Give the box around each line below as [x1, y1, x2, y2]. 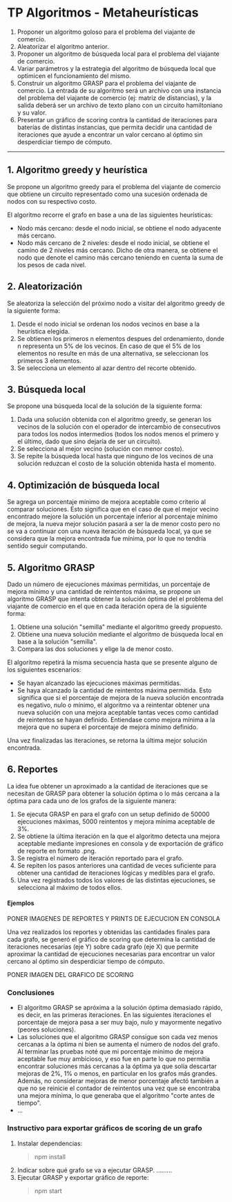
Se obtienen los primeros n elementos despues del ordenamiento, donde [17, 334, 224, 342]
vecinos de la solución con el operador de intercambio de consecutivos [17, 423, 221, 431]
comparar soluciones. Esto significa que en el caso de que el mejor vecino [7, 505, 219, 514]
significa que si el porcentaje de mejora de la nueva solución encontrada [17, 694, 224, 701]
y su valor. [17, 108, 47, 117]
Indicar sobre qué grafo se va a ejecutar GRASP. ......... [17, 1165, 173, 1174]
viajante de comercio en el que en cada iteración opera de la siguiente [7, 602, 207, 610]
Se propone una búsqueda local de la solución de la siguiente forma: [7, 402, 202, 410]
